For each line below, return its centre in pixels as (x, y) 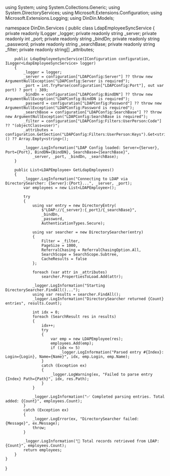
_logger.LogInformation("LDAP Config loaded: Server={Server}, (91, 148)
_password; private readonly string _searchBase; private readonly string (80, 44)
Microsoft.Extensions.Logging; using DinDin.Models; (60, 18)
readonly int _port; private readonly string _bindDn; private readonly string (82, 39)
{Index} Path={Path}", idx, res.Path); (47, 379)
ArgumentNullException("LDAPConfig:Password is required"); (70, 108)
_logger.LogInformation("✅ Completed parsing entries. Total (99, 397)
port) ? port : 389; (27, 90)
